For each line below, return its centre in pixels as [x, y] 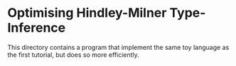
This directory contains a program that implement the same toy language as [118, 47]
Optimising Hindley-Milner [87, 13]
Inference [37, 28]
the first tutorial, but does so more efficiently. [74, 55]
